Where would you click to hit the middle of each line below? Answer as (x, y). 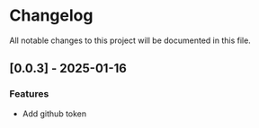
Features (29, 94)
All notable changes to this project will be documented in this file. (130, 40)
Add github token (54, 114)
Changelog (51, 16)
